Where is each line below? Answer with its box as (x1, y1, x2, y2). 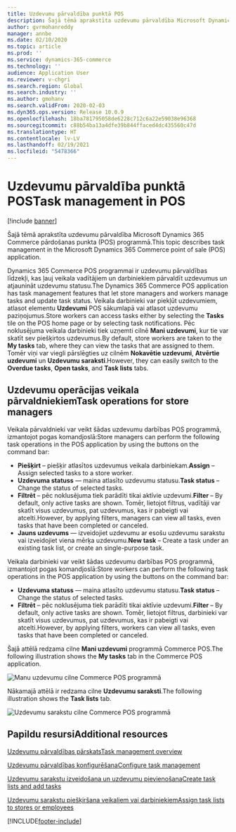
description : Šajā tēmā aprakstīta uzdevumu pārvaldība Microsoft (7, 17, 206, 24)
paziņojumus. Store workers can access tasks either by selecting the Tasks (7, 311, 224, 319)
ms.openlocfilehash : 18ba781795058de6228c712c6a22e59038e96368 (7, 115, 197, 122)
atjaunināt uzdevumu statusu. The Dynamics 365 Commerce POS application (7, 281, 228, 290)
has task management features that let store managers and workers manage (7, 288, 228, 297)
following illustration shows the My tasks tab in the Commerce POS (7, 651, 203, 660)
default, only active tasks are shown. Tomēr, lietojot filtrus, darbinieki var (17, 608, 228, 617)
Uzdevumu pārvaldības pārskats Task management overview (7, 747, 183, 755)
